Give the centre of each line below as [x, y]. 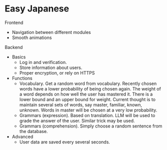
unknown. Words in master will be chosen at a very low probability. [88, 110]
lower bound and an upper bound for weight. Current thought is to [87, 99]
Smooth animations [32, 37]
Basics [19, 57]
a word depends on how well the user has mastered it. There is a [86, 94]
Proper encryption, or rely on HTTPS [57, 72]
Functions [22, 78]
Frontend [14, 22]
